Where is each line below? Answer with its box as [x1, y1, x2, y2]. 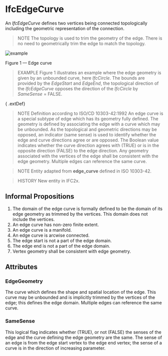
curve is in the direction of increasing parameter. [5, 345, 106, 351]
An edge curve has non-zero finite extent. [12, 222, 99, 228]
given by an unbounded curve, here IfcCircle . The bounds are [17, 75, 145, 81]
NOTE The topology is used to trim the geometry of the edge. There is [17, 35, 162, 41]
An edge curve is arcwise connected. [12, 232, 90, 238]
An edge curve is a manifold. [12, 227, 72, 233]
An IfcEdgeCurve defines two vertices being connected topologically [5, 20, 148, 26]
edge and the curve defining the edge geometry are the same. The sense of [5, 334, 162, 340]
